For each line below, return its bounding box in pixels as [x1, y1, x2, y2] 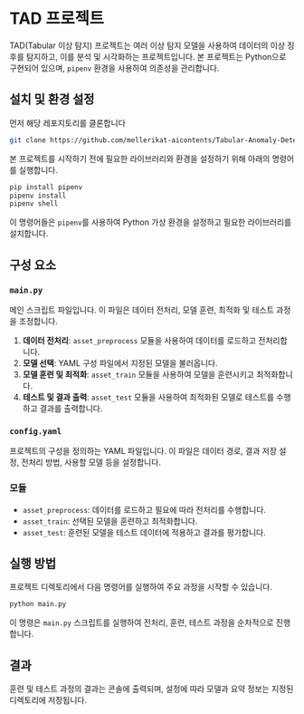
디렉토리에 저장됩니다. [9, 695, 88, 706]
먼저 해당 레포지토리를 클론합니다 [9, 117, 127, 128]
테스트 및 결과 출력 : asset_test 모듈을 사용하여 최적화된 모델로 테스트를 [22, 391, 274, 402]
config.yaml [9, 426, 62, 436]
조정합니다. [18, 315, 59, 326]
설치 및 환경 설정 [9, 92, 95, 107]
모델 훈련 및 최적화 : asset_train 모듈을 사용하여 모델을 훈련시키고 [22, 369, 255, 380]
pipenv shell [9, 199, 59, 208]
